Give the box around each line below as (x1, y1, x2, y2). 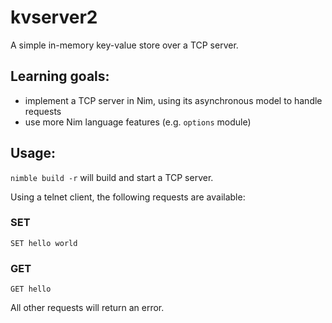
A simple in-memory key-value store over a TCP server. (10, 39, 239, 51)
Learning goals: (10, 68, 110, 85)
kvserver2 (10, 6, 98, 29)
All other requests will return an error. (10, 302, 165, 314)
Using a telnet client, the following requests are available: (10, 191, 246, 203)
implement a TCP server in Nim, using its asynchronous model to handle (24, 94, 323, 106)
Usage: (10, 145, 57, 162)
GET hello (10, 284, 52, 295)
